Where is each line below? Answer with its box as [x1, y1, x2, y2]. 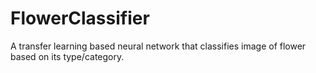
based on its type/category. [10, 50, 125, 62]
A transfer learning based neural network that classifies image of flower [10, 40, 307, 52]
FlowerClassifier [10, 7, 150, 30]
